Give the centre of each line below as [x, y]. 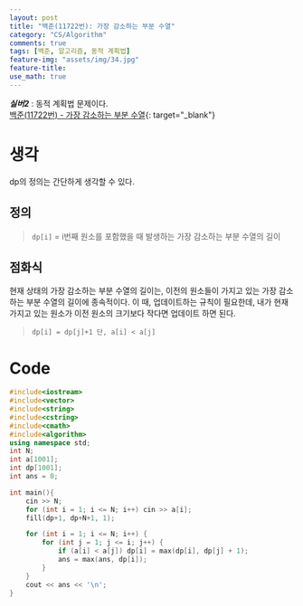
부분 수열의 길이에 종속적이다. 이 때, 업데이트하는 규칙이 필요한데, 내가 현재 [157, 302]
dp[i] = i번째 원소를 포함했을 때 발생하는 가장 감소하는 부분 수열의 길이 [156, 236]
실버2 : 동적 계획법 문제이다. [59, 103]
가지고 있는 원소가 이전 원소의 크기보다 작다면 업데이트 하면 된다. [123, 314]
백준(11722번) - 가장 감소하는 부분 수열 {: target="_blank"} [112, 115]
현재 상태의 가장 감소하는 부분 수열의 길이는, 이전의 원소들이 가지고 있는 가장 [143, 291]
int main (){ [32, 492]
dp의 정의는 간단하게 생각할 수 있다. [72, 181]
